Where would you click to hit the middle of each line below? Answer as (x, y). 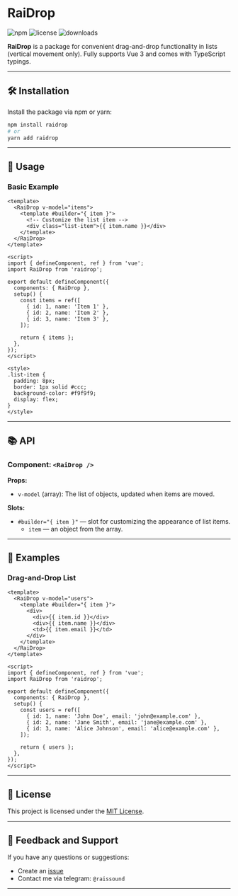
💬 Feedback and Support (63, 840)
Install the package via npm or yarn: (59, 112)
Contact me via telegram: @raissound (71, 878)
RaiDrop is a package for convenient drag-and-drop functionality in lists (113, 46)
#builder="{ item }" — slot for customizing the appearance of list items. (124, 521)
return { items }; (47, 338)
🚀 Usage (26, 167)
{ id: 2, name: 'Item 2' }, (68, 313)
